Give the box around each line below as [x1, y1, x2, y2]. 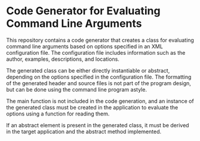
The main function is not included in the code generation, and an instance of [6, 97, 194, 105]
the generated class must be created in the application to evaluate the [6, 104, 179, 111]
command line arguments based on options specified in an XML [6, 43, 163, 50]
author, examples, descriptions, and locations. [6, 55, 119, 62]
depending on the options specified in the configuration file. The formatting [6, 73, 192, 80]
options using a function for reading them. [6, 110, 110, 117]
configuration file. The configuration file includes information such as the [6, 49, 186, 56]
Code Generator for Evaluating [6, 4, 161, 18]
